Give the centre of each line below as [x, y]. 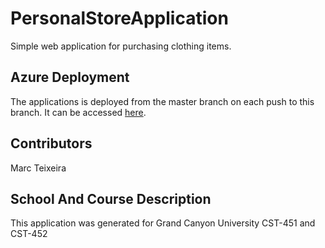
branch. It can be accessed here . [78, 112]
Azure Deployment [70, 77]
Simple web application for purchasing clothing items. [121, 46]
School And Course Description [111, 198]
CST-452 [29, 234]
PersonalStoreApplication [119, 18]
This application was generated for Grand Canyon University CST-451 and [163, 223]
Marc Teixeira [38, 168]
